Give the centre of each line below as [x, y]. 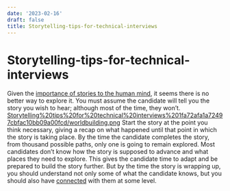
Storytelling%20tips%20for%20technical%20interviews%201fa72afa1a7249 [115, 115]
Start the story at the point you [165, 123]
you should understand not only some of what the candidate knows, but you [115, 174]
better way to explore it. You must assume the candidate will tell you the [108, 101]
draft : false [26, 20]
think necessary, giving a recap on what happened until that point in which [112, 130]
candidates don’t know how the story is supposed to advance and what [108, 152]
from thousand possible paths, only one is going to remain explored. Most [111, 144]
